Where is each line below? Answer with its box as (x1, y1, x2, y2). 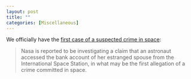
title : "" (6, 14, 31, 20)
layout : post (6, 8, 39, 15)
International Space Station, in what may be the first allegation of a (20, 60, 186, 67)
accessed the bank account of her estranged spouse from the (20, 54, 174, 61)
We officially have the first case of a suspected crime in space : (6, 36, 162, 43)
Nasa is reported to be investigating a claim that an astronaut (20, 48, 172, 55)
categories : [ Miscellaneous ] (6, 20, 79, 26)
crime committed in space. (20, 67, 87, 74)
